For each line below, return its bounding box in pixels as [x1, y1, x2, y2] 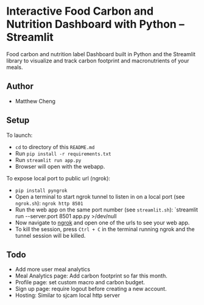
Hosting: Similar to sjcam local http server [15, 292, 121, 299]
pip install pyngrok [15, 188, 68, 194]
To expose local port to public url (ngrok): [6, 174, 111, 182]
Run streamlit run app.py [15, 156, 82, 163]
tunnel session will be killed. [15, 232, 86, 239]
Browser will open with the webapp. [15, 163, 105, 170]
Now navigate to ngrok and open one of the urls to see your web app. [15, 219, 190, 226]
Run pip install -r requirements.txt [15, 150, 111, 157]
